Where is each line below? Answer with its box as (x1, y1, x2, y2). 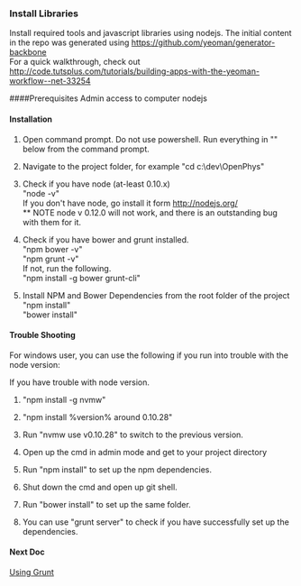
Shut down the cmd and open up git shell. (22, 481, 178, 492)
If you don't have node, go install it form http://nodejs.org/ (22, 197, 239, 208)
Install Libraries (9, 7, 79, 20)
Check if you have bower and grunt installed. (22, 233, 189, 245)
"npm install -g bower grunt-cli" (22, 272, 141, 283)
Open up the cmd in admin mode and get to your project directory (22, 446, 268, 457)
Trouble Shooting (9, 330, 77, 341)
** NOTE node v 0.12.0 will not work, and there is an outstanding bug (22, 206, 278, 218)
